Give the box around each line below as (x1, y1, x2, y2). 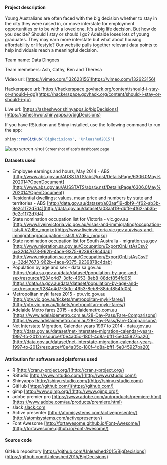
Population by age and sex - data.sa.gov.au (12, 264, 102, 271)
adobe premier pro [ (12, 394, 54, 400)
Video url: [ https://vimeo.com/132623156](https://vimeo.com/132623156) (5, 76, 156, 82)
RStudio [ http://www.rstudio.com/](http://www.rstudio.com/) (12, 372, 137, 379)
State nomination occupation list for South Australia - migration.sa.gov (12, 238, 157, 244)
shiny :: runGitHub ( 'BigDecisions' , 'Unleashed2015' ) (5, 137, 115, 142)
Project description (5, 4, 46, 10)
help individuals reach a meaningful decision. (5, 47, 98, 53)
